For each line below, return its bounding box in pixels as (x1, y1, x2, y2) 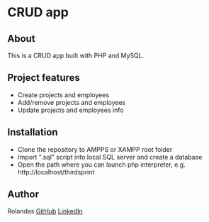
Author (7, 189, 39, 201)
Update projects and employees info (17, 106, 124, 114)
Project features (7, 72, 80, 84)
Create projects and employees (17, 90, 110, 99)
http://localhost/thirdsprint (17, 167, 95, 176)
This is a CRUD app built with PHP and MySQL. (7, 51, 145, 60)
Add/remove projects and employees (17, 98, 126, 106)
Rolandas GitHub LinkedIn (7, 207, 83, 216)
